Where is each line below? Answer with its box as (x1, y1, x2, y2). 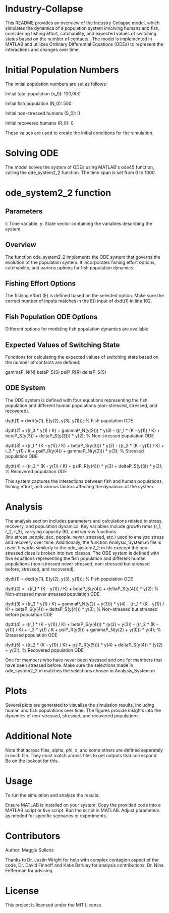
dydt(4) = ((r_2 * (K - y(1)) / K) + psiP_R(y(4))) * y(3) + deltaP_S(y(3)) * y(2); (5, 463, 163, 469)
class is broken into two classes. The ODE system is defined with (24, 550, 160, 556)
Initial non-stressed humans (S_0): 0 (5, 110, 81, 116)
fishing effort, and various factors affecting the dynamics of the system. (5, 483, 155, 489)
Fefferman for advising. (5, 867, 54, 873)
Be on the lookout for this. (5, 758, 59, 764)
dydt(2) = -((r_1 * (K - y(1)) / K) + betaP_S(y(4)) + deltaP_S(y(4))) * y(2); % (5, 586, 159, 592)
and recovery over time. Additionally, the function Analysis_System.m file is (5, 539, 161, 545)
